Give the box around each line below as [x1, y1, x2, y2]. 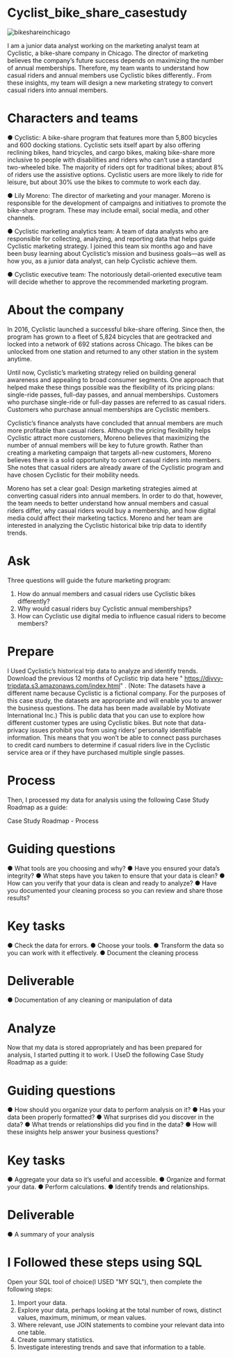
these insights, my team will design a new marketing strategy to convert [7, 78, 214, 86]
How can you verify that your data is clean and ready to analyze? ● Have [7, 878, 217, 887]
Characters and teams [7, 110, 138, 126]
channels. [7, 213, 35, 222]
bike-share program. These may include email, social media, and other [7, 206, 210, 214]
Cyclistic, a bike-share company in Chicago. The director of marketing [7, 49, 209, 57]
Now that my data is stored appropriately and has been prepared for [7, 1044, 202, 1052]
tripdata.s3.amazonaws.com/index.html [7, 681, 120, 689]
